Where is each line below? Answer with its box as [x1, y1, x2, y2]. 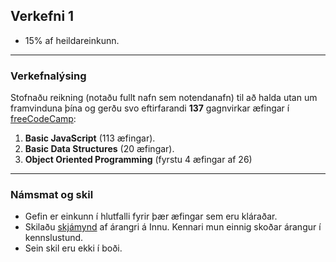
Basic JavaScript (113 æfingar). [24, 132, 156, 144]
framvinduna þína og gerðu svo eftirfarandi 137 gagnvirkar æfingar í [10, 102, 290, 114]
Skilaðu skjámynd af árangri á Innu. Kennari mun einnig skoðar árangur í [24, 221, 322, 233]
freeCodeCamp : [10, 113, 77, 125]
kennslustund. [24, 232, 84, 244]
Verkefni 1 [10, 8, 75, 25]
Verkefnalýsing [10, 69, 87, 83]
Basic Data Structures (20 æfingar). [24, 143, 175, 155]
